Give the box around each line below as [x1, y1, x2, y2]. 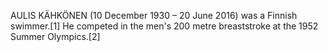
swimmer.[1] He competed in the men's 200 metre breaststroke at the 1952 [10, 20, 319, 32]
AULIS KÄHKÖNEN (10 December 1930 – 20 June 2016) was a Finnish [10, 10, 298, 21]
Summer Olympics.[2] [10, 31, 101, 42]
